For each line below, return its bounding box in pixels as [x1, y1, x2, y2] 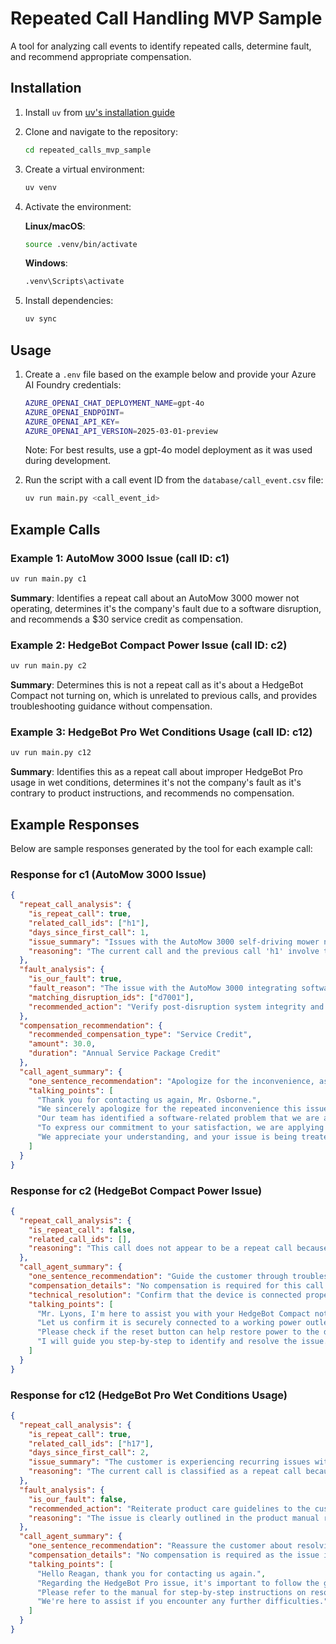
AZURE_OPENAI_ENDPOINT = [24, 407, 125, 417]
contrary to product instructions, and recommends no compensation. [10, 787, 295, 799]
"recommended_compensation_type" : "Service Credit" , [28, 1030, 253, 1040]
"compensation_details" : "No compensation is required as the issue [28, 1550, 320, 1561]
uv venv [24, 182, 57, 192]
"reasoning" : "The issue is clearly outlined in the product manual [28, 1513, 320, 1523]
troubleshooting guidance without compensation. [10, 700, 213, 712]
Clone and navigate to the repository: [24, 125, 178, 137]
